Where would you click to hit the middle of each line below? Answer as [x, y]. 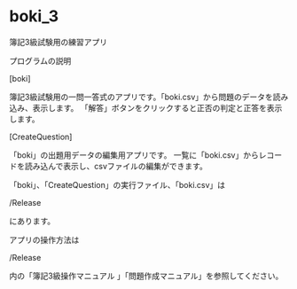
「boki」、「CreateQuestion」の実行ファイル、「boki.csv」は [117, 184]
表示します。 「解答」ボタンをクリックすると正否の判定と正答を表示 [157, 107]
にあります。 [32, 221]
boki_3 [34, 16]
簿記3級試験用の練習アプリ [59, 42]
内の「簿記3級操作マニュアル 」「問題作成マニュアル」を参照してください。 [146, 276]
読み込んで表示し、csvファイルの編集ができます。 [116, 166]
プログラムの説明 [40, 60]
